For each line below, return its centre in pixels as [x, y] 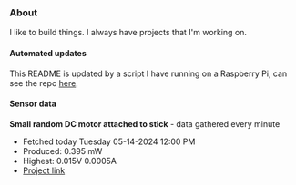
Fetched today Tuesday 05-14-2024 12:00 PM [109, 141]
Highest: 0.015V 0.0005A [69, 161]
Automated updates [48, 53]
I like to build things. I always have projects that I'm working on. [128, 33]
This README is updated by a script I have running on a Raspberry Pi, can [148, 73]
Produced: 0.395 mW [62, 151]
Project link [44, 170]
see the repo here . [44, 83]
